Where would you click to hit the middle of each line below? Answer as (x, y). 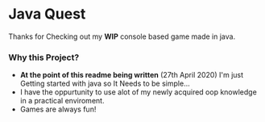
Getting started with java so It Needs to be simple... (105, 84)
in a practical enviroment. (62, 101)
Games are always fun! (58, 109)
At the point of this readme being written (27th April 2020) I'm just (132, 75)
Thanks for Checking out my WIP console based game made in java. (122, 36)
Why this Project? (44, 57)
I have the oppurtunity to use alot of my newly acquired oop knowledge (139, 92)
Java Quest (47, 14)
